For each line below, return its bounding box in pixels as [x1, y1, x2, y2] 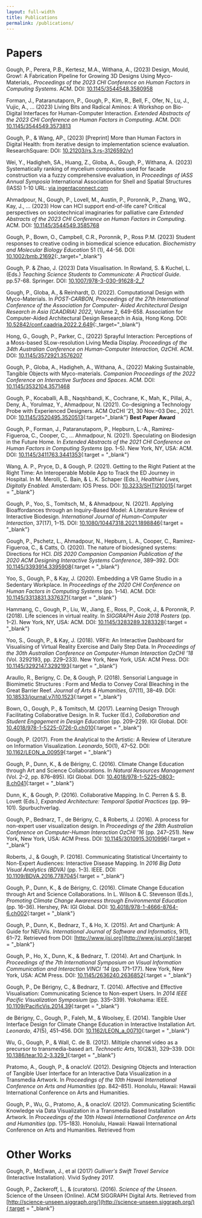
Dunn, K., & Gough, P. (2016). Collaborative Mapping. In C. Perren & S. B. [6, 791, 187, 799]
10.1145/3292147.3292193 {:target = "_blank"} [6, 662, 118, 670]
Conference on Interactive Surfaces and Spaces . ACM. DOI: [6, 377, 156, 384]
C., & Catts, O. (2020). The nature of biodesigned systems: [31, 544, 177, 551]
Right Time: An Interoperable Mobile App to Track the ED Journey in [6, 469, 175, 477]
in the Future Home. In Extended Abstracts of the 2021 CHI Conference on [6, 438, 191, 445]
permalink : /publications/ [6, 20, 74, 26]
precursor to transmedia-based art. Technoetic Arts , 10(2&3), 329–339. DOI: [6, 1045, 196, 1053]
